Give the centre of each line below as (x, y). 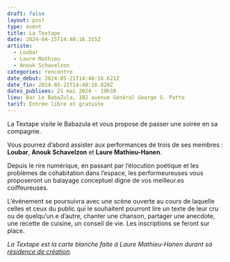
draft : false (26, 14)
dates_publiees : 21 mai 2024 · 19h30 (62, 91)
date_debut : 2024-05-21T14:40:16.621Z (63, 78)
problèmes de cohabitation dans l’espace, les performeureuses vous (105, 173)
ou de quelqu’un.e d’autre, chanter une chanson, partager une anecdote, (111, 215)
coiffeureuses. (28, 188)
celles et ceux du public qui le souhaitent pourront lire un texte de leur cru (113, 208)
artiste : (20, 46)
